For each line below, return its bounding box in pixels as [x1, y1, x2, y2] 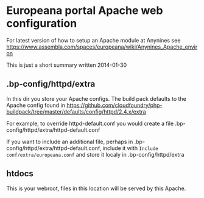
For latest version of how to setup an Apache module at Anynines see [6, 36, 181, 44]
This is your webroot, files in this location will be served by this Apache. [6, 185, 186, 192]
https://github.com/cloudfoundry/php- [66, 101, 163, 109]
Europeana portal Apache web [6, 4, 163, 18]
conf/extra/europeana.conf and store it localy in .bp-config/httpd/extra [6, 151, 185, 158]
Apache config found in [6, 101, 66, 109]
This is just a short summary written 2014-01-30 [6, 61, 127, 69]
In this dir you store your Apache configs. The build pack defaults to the [6, 95, 187, 102]
